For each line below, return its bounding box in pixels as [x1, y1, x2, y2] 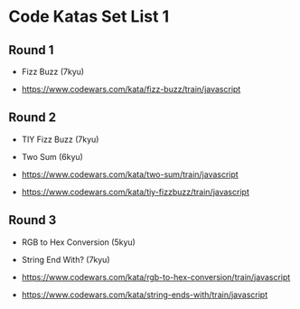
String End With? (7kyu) [21, 254, 110, 265]
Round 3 [8, 212, 57, 228]
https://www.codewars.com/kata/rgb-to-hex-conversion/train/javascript [21, 271, 291, 282]
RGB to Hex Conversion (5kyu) [21, 237, 136, 248]
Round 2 [8, 110, 56, 126]
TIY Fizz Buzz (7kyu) [21, 134, 99, 145]
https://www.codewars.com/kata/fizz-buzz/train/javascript [21, 84, 241, 94]
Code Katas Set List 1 [8, 6, 170, 27]
